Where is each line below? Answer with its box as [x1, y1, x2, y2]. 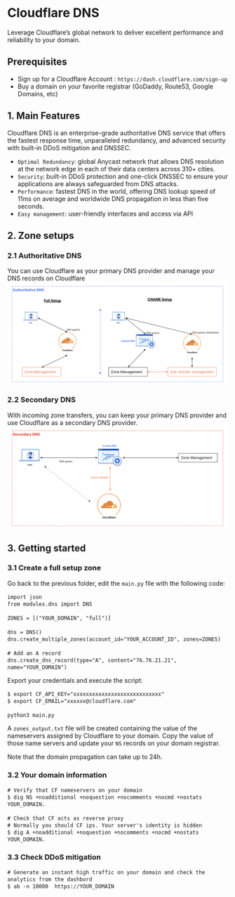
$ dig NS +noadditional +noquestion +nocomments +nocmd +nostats [7, 794, 202, 801]
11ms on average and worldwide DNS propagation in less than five [17, 195, 209, 203]
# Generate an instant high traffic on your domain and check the [7, 869, 206, 876]
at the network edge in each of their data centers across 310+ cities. [17, 164, 215, 173]
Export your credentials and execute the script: [7, 676, 143, 684]
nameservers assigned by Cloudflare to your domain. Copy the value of [7, 731, 214, 740]
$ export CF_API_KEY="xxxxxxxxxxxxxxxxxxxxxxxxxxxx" [7, 690, 165, 698]
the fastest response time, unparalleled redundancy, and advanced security [7, 136, 226, 145]
